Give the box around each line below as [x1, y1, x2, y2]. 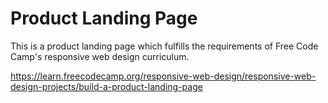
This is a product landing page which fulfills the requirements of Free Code [10, 40, 319, 52]
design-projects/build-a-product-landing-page [10, 80, 203, 92]
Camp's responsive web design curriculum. [10, 50, 190, 62]
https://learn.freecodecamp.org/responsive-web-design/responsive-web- [10, 70, 317, 82]
